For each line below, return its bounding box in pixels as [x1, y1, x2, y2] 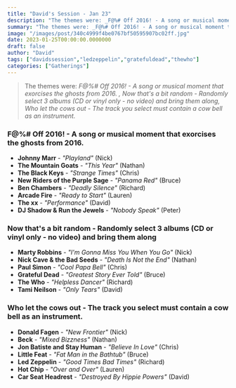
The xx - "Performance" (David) [17, 198, 111, 207]
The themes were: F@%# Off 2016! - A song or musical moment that [24, 81, 224, 90]
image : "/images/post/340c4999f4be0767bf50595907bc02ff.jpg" [7, 29, 190, 37]
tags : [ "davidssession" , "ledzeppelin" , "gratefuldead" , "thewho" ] [7, 56, 199, 63]
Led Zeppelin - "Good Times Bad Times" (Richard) [17, 357, 165, 366]
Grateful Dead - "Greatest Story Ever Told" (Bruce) [17, 271, 166, 279]
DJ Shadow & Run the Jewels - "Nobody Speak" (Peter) [17, 206, 181, 214]
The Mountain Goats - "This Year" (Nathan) [17, 161, 145, 169]
